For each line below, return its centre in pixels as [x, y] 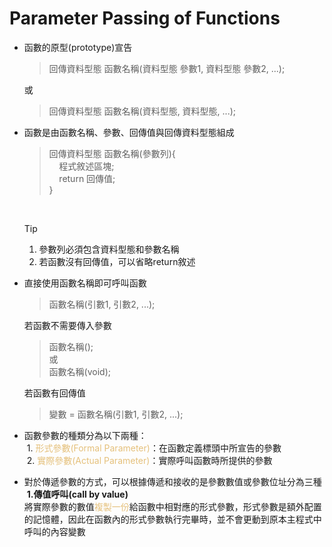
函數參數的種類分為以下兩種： [85, 435]
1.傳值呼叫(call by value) [77, 494]
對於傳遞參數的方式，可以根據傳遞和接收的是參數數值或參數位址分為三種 [172, 481]
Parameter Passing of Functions [145, 18]
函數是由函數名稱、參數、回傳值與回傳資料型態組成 [129, 132]
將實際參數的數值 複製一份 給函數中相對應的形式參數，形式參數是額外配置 [172, 506]
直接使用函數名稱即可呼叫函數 [85, 283]
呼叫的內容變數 [54, 531]
